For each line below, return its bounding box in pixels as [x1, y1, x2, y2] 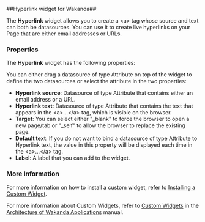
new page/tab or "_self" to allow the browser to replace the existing [15, 122, 185, 129]
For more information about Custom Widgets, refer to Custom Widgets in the [6, 202, 199, 209]
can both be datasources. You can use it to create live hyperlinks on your [6, 24, 191, 31]
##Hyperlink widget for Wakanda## [6, 6, 97, 12]
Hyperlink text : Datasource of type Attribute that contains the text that [15, 102, 193, 109]
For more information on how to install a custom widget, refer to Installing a [6, 183, 196, 191]
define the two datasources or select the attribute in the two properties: [6, 78, 187, 85]
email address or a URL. [15, 96, 76, 103]
